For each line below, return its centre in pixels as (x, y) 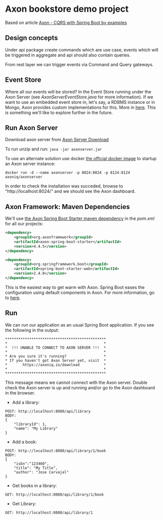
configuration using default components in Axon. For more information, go (80, 292)
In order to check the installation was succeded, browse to (64, 186)
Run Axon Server (31, 128)
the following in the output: (32, 330)
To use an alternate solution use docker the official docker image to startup (81, 159)
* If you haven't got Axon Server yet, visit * (56, 360)
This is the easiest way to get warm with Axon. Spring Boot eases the (75, 287)
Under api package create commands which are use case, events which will (82, 49)
